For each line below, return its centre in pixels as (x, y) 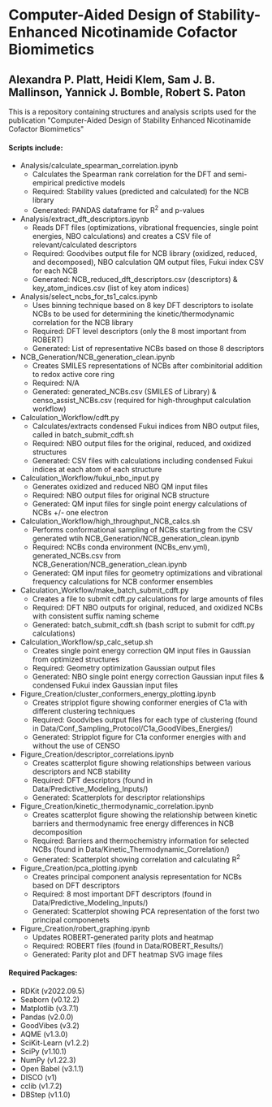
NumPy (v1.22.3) (48, 1060)
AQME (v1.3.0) (44, 1034)
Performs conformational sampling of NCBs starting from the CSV (142, 529)
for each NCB (55, 271)
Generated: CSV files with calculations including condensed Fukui (142, 460)
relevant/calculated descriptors (84, 245)
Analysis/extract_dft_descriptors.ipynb (84, 219)
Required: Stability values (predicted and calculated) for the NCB (140, 192)
